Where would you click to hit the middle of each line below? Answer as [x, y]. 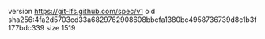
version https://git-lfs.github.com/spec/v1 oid [82, 11]
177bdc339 [26, 28]
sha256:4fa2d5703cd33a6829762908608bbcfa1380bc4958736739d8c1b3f [132, 19]
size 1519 [61, 28]
